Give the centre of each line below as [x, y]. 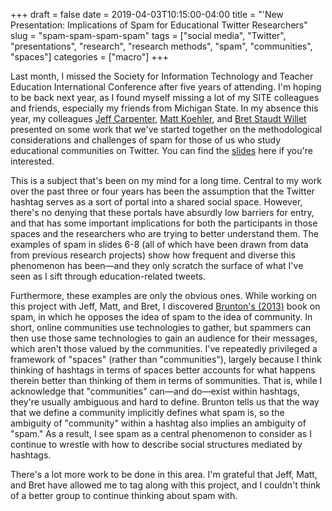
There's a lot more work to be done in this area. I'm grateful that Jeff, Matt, [164, 474]
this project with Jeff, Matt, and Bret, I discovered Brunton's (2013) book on [165, 306]
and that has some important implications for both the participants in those [164, 223]
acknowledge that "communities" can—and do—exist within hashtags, [155, 391]
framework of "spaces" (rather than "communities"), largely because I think [166, 359]
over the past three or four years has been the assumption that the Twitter [162, 191]
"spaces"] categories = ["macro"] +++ [89, 57]
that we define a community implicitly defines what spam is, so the [147, 412]
